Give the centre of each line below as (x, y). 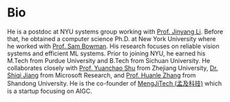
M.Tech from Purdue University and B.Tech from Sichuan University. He (109, 60)
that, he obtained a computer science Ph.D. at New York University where (112, 38)
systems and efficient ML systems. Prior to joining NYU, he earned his (106, 53)
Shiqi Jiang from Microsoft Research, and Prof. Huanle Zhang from (102, 75)
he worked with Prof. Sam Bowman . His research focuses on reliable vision (113, 46)
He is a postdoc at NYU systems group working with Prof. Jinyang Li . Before (115, 31)
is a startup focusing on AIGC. (50, 91)
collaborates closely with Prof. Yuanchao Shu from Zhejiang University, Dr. (113, 68)
